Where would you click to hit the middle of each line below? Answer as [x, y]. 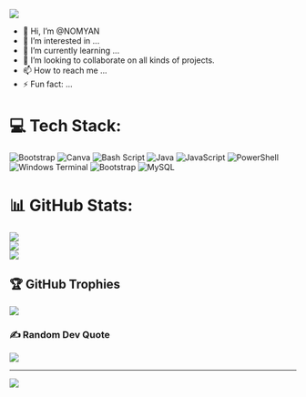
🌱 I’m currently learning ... [71, 51]
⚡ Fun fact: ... [47, 84]
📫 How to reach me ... [65, 70]
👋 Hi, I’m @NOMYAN [61, 31]
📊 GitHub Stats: [71, 206]
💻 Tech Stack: [66, 126]
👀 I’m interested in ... [61, 41]
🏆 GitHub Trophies [65, 285]
